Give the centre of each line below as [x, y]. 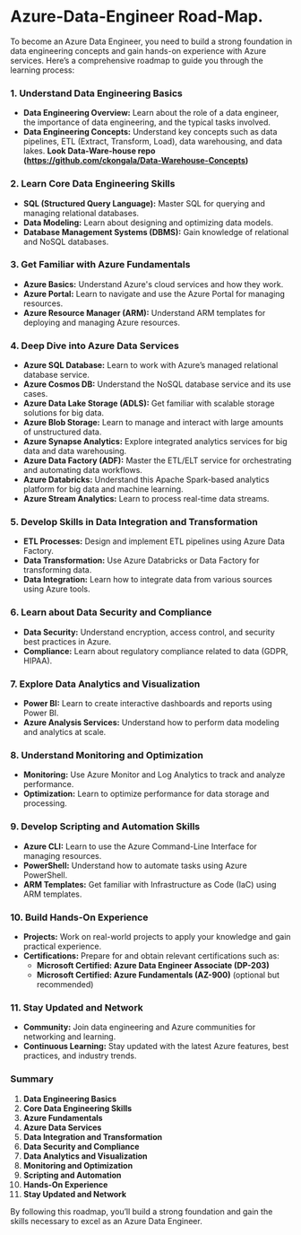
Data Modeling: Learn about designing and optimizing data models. [148, 223]
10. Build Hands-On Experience [79, 917]
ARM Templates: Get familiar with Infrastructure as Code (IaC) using [150, 884]
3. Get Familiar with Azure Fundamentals [100, 265]
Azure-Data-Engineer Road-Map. [137, 17]
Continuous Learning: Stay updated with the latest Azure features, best [156, 1047]
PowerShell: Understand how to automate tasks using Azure [135, 865]
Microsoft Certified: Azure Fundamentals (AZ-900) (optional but [158, 975]
